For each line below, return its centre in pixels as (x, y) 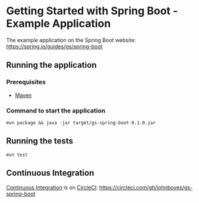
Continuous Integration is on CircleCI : (52, 187)
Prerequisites (26, 82)
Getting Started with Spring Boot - (92, 11)
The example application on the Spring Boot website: (71, 40)
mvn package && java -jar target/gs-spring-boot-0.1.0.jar (81, 123)
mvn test (17, 155)
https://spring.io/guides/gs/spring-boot (55, 46)
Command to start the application (56, 110)
